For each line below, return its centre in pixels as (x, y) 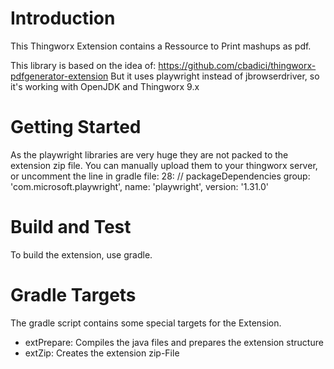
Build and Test (71, 227)
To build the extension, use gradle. (81, 254)
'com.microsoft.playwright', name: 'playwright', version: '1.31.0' (140, 186)
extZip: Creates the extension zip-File (102, 353)
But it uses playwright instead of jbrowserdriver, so (215, 76)
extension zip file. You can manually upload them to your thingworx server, (164, 165)
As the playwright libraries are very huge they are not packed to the (149, 154)
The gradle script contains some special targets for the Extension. (146, 323)
